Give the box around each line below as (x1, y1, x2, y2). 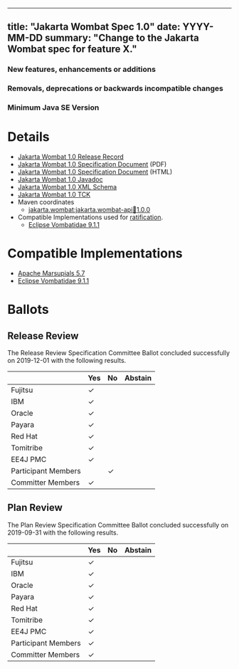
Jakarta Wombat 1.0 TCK (17, 190, 91, 199)
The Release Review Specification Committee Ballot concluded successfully (7, 349, 230, 357)
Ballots (7, 302, 49, 317)
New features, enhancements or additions (7, 65, 156, 75)
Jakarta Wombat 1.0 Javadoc (17, 175, 103, 184)
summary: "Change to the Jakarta (45, 32, 199, 44)
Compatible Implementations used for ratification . (17, 213, 164, 221)
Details (7, 129, 50, 145)
